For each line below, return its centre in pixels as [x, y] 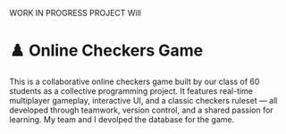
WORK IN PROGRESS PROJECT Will [75, 13]
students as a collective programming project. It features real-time [131, 91]
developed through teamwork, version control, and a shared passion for [142, 110]
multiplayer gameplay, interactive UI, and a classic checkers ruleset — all [143, 100]
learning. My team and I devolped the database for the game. [122, 119]
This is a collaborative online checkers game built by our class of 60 [135, 81]
